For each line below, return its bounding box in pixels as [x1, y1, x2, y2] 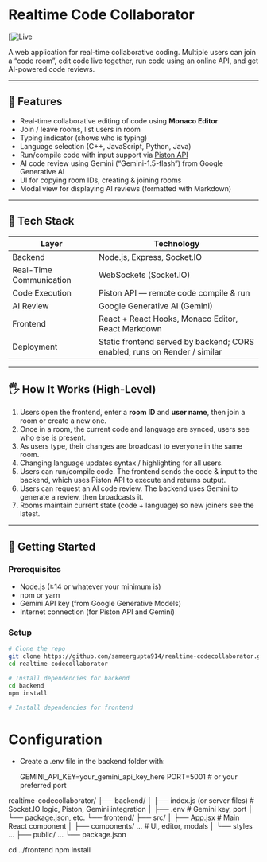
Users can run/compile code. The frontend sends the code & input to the [19, 467, 258, 476]
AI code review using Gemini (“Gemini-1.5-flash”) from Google [19, 158, 224, 168]
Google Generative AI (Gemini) [99, 300, 213, 311]
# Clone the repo [8, 645, 66, 653]
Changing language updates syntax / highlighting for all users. [19, 458, 224, 468]
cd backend [8, 681, 44, 690]
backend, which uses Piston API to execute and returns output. [19, 476, 226, 485]
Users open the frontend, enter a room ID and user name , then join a [19, 408, 246, 417]
